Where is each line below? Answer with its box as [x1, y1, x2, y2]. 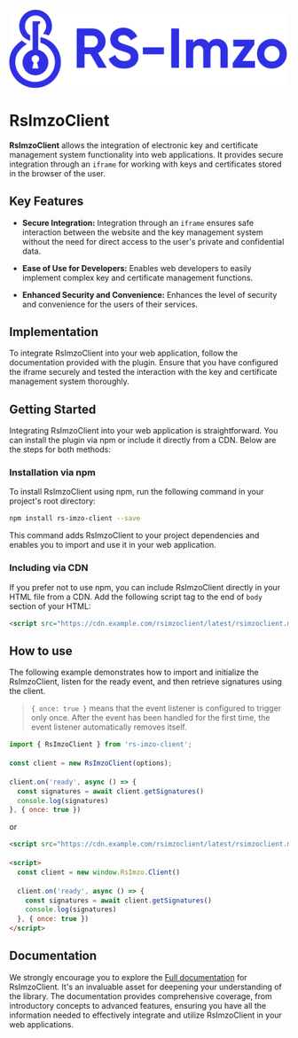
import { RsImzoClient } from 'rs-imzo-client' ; [9, 740, 192, 749]
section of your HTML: [9, 600, 91, 612]
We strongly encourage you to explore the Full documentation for [9, 972, 247, 982]
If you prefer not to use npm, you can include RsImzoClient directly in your [9, 581, 281, 592]
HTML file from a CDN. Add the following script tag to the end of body [9, 591, 263, 602]
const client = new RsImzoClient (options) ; [9, 759, 173, 768]
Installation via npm [9, 466, 96, 479]
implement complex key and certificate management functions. [21, 272, 254, 283]
